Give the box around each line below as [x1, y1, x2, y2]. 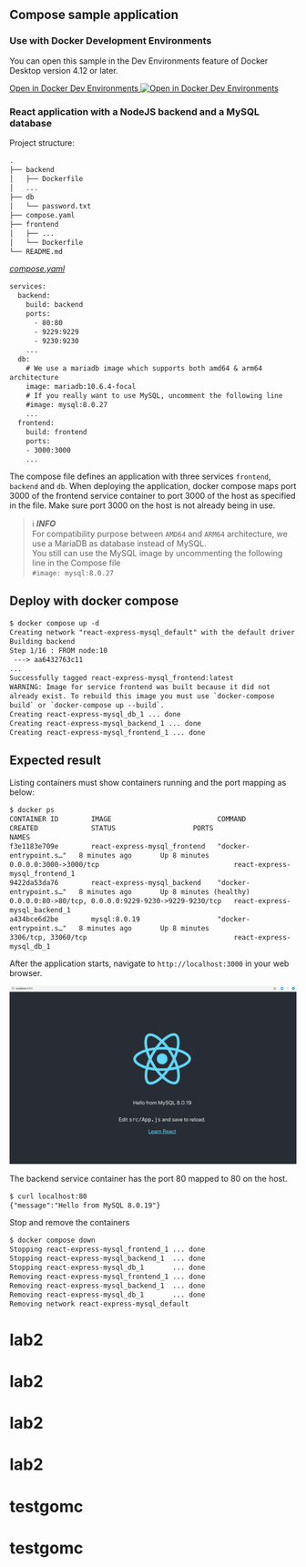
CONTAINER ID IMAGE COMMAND [9, 814, 247, 823]
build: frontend [25, 427, 88, 436]
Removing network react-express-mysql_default [9, 1299, 189, 1308]
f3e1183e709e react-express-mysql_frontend [9, 841, 206, 850]
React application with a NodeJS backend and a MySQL [9, 105, 260, 117]
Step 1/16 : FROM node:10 [9, 646, 107, 655]
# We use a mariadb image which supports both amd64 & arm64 [25, 363, 262, 372]
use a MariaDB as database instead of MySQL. [31, 537, 207, 549]
